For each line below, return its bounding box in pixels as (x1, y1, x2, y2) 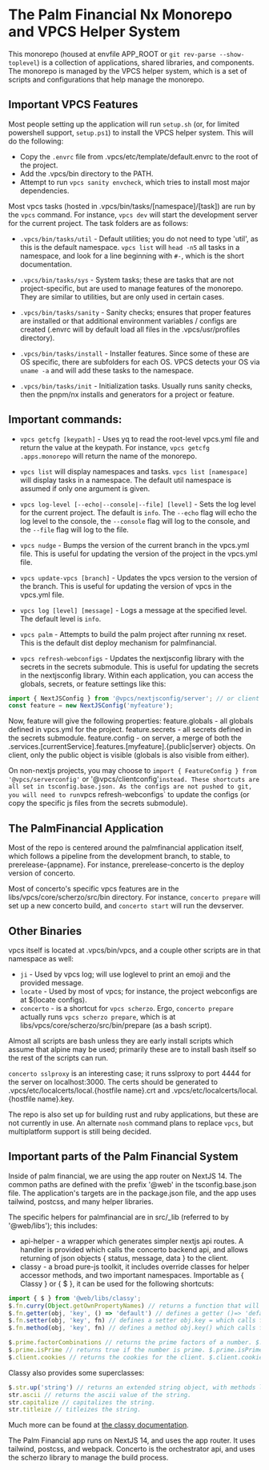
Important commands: (8, 413, 122, 426)
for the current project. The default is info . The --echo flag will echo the (19, 507, 258, 518)
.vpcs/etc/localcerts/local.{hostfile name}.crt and (8, 1085, 171, 1095)
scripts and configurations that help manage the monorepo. (8, 75, 205, 84)
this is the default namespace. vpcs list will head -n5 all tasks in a (19, 242, 240, 252)
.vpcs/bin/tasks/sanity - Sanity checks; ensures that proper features (19, 307, 251, 317)
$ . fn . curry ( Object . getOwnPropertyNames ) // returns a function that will (8, 1302, 260, 1310)
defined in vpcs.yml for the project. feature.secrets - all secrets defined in (8, 725, 252, 735)
